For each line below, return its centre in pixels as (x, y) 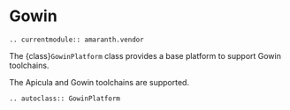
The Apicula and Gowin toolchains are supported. (99, 82)
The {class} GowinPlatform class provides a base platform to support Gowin (145, 55)
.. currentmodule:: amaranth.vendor (76, 40)
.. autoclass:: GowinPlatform (65, 99)
